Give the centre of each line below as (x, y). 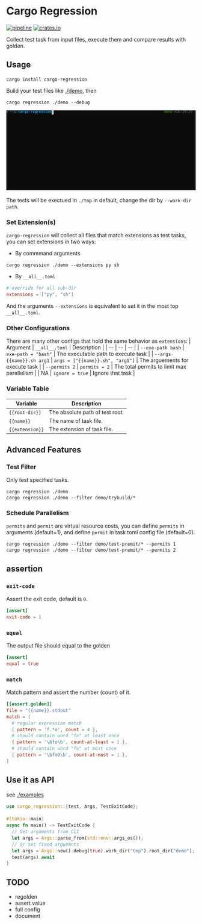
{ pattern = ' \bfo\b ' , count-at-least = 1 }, (70, 742)
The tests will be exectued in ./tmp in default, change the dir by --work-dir (99, 200)
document (28, 916)
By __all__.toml (35, 276)
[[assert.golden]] (29, 704)
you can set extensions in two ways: (51, 242)
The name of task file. (76, 420)
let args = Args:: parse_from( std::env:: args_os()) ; (78, 838)
